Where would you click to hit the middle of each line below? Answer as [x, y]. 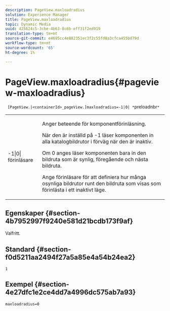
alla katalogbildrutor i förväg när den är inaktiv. [97, 142]
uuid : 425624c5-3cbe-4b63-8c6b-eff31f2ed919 [53, 29]
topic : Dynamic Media [28, 24]
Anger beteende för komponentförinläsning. [94, 124]
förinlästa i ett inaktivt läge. [74, 190]
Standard [20, 249]
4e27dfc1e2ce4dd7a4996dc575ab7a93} [71, 292]
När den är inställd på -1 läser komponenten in [98, 135]
